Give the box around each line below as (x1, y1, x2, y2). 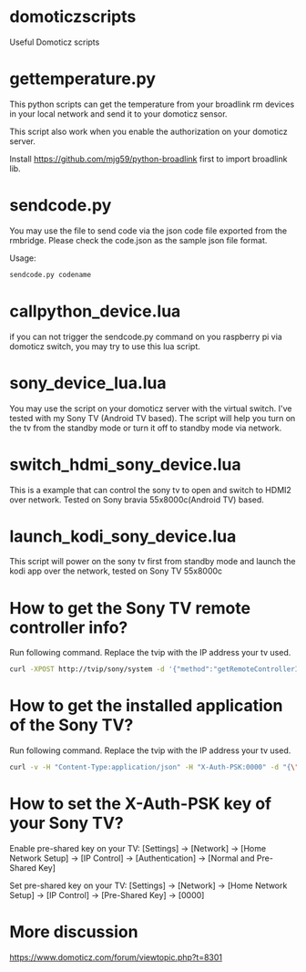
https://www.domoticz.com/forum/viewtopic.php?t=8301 (9, 951, 223, 963)
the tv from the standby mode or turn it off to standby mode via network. (9, 422, 282, 433)
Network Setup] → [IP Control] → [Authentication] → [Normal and (9, 853, 255, 863)
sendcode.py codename (9, 270, 92, 279)
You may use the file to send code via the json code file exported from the (9, 225, 288, 236)
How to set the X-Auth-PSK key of (9, 793, 271, 814)
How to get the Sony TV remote (9, 597, 251, 618)
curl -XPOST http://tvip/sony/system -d (9, 665, 166, 674)
